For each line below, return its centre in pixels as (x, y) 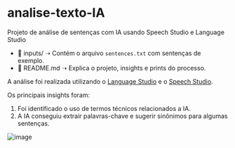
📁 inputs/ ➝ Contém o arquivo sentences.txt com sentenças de (109, 53)
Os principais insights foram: (49, 95)
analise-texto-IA (56, 13)
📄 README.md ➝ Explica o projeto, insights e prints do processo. (112, 68)
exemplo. (31, 60)
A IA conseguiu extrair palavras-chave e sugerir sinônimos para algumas (122, 116)
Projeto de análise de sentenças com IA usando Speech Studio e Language (116, 32)
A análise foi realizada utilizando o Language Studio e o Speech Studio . (110, 81)
